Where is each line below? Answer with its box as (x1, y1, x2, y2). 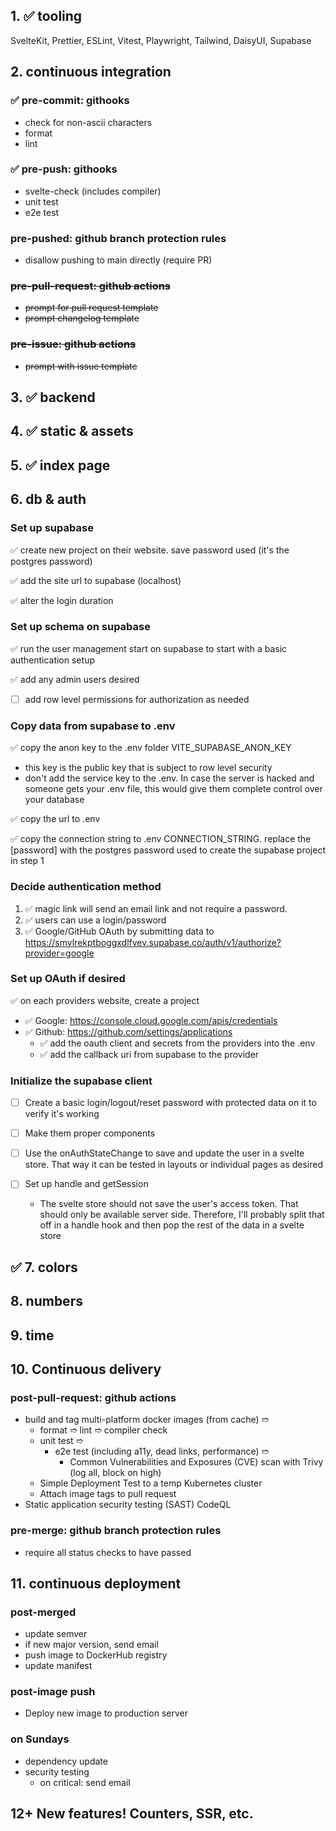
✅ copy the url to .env (10, 813, 101, 825)
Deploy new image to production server (24, 1707, 188, 1719)
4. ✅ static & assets (10, 423, 134, 440)
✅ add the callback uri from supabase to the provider (39, 1048, 260, 1060)
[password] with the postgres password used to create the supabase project (10, 844, 326, 856)
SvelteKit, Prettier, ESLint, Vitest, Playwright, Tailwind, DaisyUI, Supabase (10, 34, 312, 46)
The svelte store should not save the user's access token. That (39, 1198, 299, 1210)
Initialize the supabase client (10, 1074, 153, 1088)
